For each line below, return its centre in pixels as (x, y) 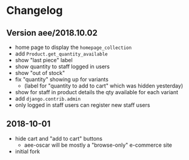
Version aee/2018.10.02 (52, 33)
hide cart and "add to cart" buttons (59, 138)
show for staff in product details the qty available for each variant (97, 92)
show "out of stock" (40, 73)
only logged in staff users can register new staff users (82, 105)
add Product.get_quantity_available (61, 54)
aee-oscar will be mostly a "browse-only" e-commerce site (98, 145)
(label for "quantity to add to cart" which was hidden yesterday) (104, 86)
